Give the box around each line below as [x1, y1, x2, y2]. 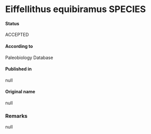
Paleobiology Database [5, 54, 53, 60]
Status [5, 20, 20, 26]
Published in [5, 66, 32, 72]
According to [5, 43, 33, 49]
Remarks [5, 112, 28, 119]
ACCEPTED [5, 32, 29, 38]
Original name [5, 89, 35, 95]
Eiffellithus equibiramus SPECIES [5, 4, 146, 15]
